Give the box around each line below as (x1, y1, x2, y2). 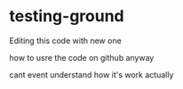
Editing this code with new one (9, 35, 122, 46)
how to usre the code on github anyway (9, 52, 155, 63)
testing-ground (9, 6, 124, 26)
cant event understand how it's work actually (9, 69, 174, 80)
